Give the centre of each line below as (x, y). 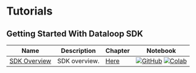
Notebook (161, 51)
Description (79, 51)
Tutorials (29, 11)
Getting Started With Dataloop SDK (75, 34)
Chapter (118, 51)
